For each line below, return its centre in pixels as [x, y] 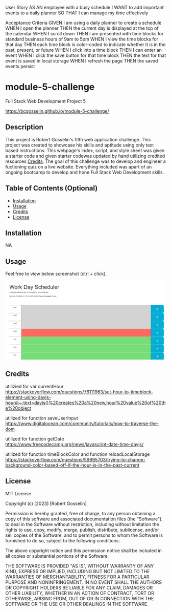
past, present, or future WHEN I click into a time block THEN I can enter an [84, 50]
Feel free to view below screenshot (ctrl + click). [56, 274]
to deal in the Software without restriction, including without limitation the [82, 524]
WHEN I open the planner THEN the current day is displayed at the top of [82, 28]
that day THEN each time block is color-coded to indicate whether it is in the [86, 45]
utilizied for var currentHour [34, 386]
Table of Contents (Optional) [52, 188]
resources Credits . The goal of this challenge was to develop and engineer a [86, 161]
